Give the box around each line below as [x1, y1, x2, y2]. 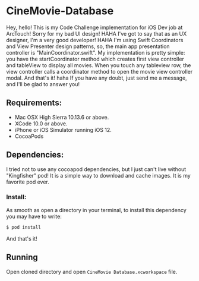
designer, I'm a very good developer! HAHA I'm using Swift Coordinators [6, 36, 184, 43]
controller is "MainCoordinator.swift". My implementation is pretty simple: [6, 49, 185, 56]
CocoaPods [14, 132, 44, 140]
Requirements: [6, 98, 62, 108]
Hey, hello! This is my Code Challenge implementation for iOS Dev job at [6, 24, 183, 31]
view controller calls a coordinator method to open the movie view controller [6, 68, 193, 75]
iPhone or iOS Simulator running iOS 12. [14, 126, 112, 133]
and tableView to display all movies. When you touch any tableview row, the [6, 61, 191, 69]
